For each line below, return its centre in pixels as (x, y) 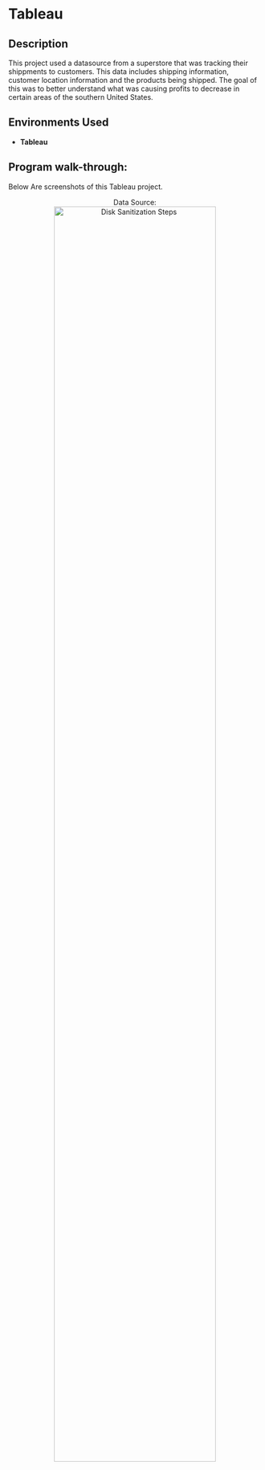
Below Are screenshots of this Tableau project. (86, 187)
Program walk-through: (68, 167)
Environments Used (59, 123)
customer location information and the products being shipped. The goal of (132, 80)
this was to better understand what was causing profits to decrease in (124, 89)
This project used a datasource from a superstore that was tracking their (128, 63)
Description (38, 44)
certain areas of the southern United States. (81, 97)
